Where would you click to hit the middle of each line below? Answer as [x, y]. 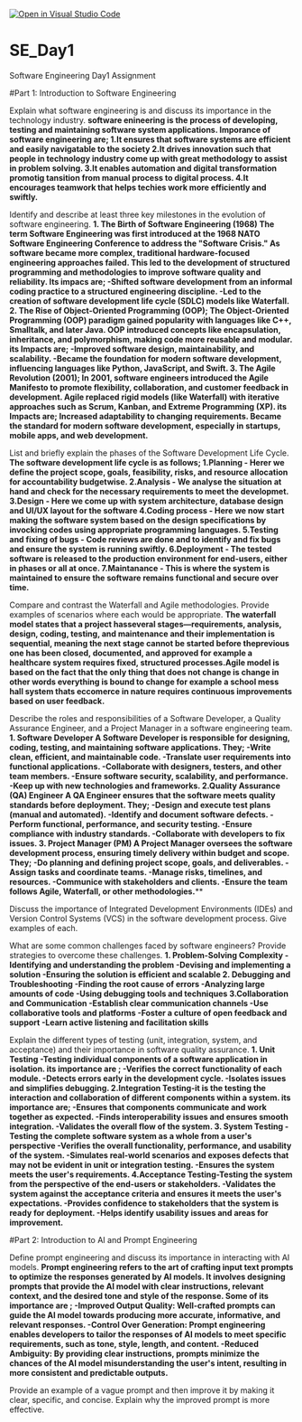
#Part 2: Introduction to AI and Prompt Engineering [104, 1239]
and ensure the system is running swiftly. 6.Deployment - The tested [141, 549]
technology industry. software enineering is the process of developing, [143, 120]
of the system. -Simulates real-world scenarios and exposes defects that [149, 1155]
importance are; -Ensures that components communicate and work [138, 1107]
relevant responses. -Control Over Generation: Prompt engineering [137, 1324]
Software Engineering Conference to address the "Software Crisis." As [145, 243]
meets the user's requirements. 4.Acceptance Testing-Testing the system [151, 1174]
